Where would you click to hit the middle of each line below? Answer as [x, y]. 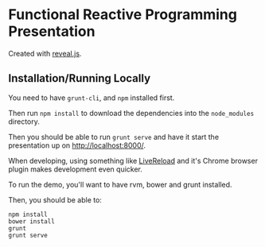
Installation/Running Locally [80, 78]
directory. [24, 122]
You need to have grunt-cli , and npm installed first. [92, 98]
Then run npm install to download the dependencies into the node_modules [131, 113]
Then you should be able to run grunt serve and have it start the [114, 137]
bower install [32, 221]
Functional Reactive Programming [123, 15]
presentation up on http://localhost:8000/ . [77, 145]
